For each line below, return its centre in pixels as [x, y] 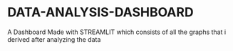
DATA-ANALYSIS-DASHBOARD [100, 12]
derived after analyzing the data [54, 39]
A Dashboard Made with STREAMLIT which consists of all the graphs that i [117, 32]
